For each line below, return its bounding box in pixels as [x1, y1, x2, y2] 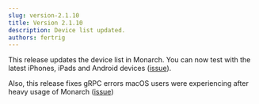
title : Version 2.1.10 [8, 19, 83, 27]
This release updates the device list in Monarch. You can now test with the [8, 55, 251, 65]
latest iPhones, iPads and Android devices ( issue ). [8, 64, 172, 73]
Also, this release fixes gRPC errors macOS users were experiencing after [8, 79, 249, 88]
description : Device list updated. [8, 26, 126, 34]
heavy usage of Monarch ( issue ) [8, 87, 114, 97]
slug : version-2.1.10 [8, 11, 80, 20]
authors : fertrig [8, 33, 66, 42]
